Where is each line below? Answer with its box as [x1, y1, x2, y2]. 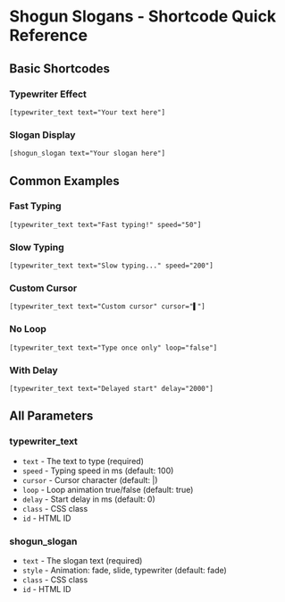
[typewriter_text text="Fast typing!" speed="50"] [9, 220, 202, 229]
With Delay [9, 364, 58, 377]
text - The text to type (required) [21, 455, 145, 466]
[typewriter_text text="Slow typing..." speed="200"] [9, 261, 214, 270]
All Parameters [9, 409, 94, 424]
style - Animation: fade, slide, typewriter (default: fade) [21, 565, 228, 576]
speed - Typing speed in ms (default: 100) [21, 465, 174, 476]
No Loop [9, 323, 47, 335]
